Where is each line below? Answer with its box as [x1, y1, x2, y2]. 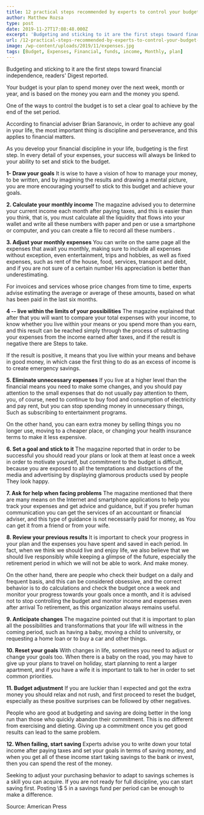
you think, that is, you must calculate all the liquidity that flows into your [6, 214, 185, 221]
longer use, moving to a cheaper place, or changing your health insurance [6, 427, 192, 434]
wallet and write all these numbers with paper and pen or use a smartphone [6, 220, 195, 227]
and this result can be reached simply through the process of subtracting [6, 326, 189, 334]
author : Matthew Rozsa [6, 15, 64, 21]
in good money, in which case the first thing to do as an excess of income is [6, 358, 196, 365]
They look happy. [6, 478, 50, 485]
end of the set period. [6, 108, 61, 116]
